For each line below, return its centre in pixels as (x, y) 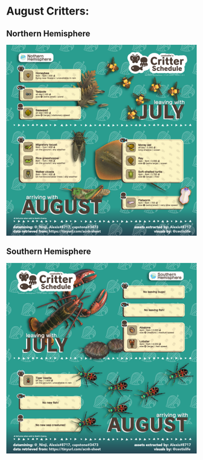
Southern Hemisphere (49, 252)
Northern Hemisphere (48, 34)
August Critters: (48, 11)
